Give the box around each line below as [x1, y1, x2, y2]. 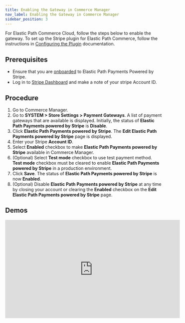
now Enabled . [12, 176, 41, 182]
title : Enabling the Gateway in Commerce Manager [5, 7, 111, 12]
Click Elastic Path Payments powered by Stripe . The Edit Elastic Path [12, 128, 157, 134]
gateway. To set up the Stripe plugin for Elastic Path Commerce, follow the [5, 35, 158, 41]
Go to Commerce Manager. [12, 107, 68, 113]
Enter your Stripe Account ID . [12, 139, 73, 145]
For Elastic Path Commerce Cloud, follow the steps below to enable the [5, 30, 151, 36]
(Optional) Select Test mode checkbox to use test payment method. [12, 155, 152, 160]
